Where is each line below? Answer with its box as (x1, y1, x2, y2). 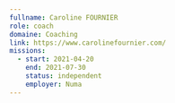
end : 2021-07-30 (25, 64, 87, 73)
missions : (9, 47, 47, 56)
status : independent (25, 72, 102, 81)
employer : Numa (25, 80, 83, 89)
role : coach (9, 21, 54, 30)
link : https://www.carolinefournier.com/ (9, 38, 167, 47)
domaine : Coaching (9, 30, 78, 39)
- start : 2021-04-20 (17, 55, 94, 64)
